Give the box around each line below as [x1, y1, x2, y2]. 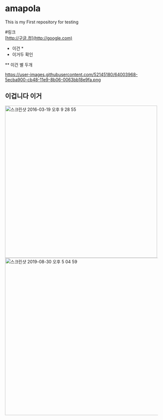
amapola [5, 3, 41, 14]
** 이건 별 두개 [5, 62, 33, 68]
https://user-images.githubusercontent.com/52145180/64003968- [5, 71, 138, 77]
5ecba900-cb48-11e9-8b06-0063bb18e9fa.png [5, 76, 101, 83]
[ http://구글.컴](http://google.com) [5, 35, 73, 41]
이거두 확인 [12, 52, 33, 57]
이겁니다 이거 [5, 92, 42, 100]
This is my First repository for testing [5, 19, 79, 25]
